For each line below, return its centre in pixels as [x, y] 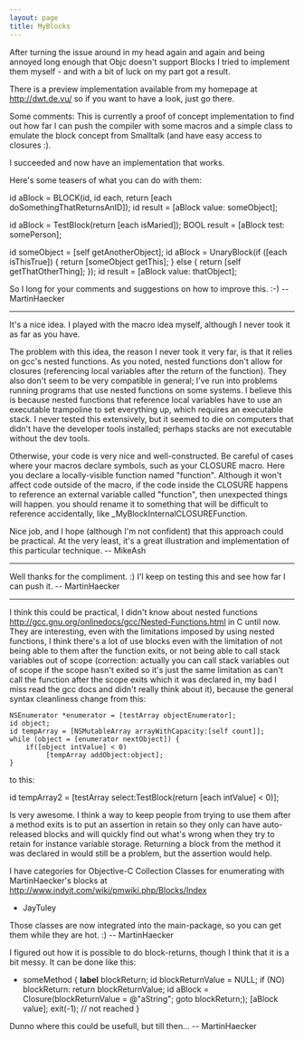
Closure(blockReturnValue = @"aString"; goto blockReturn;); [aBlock [150, 998]
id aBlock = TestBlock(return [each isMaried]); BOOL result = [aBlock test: [147, 225]
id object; [30, 723]
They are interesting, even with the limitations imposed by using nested [142, 631]
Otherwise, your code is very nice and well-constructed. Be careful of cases [152, 456]
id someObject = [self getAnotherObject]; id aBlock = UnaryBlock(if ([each [148, 252]
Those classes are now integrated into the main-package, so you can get [146, 925]
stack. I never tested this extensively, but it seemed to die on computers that [152, 419]
